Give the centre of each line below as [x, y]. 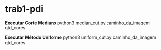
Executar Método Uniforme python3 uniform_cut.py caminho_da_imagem [80, 37]
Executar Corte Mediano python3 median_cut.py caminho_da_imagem [78, 23]
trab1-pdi [24, 9]
